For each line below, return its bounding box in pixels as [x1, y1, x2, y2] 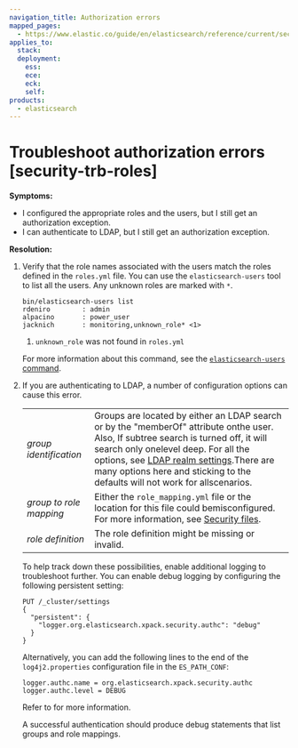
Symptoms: [9, 190, 53, 201]
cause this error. [21, 390, 82, 400]
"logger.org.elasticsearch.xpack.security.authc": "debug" [38, 621, 262, 630]
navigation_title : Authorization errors [9, 12, 161, 22]
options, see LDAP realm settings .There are [94, 454, 275, 467]
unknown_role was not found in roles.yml [35, 336, 184, 347]
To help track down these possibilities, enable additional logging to [21, 561, 266, 572]
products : [9, 95, 46, 105]
